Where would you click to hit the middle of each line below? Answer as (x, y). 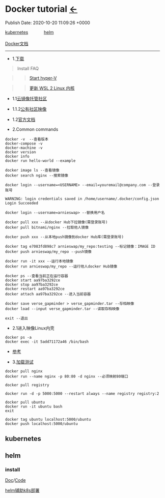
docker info (17, 156)
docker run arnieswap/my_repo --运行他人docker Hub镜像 (61, 266)
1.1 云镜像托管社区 (30, 98)
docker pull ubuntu (25, 402)
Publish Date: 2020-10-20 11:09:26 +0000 (48, 23)
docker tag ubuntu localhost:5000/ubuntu (48, 419)
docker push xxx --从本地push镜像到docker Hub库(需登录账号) (65, 237)
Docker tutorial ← (41, 9)
